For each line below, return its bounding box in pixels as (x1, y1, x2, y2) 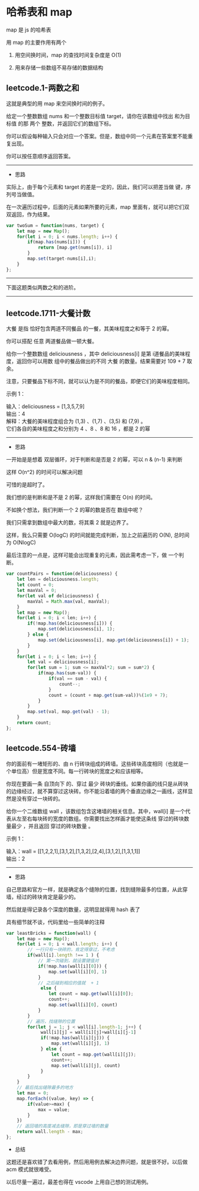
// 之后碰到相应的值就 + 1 (37, 980, 99, 986)
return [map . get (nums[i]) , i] (37, 244, 113, 251)
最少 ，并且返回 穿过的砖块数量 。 (11, 822, 94, 829)
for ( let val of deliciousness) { (17, 593, 99, 599)
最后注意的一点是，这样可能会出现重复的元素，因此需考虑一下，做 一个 (6, 552, 179, 559)
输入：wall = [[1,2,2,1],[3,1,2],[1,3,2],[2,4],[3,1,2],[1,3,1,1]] (6, 848, 140, 855)
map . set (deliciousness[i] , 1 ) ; (37, 626, 115, 632)
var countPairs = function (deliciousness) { (6, 571, 118, 577)
